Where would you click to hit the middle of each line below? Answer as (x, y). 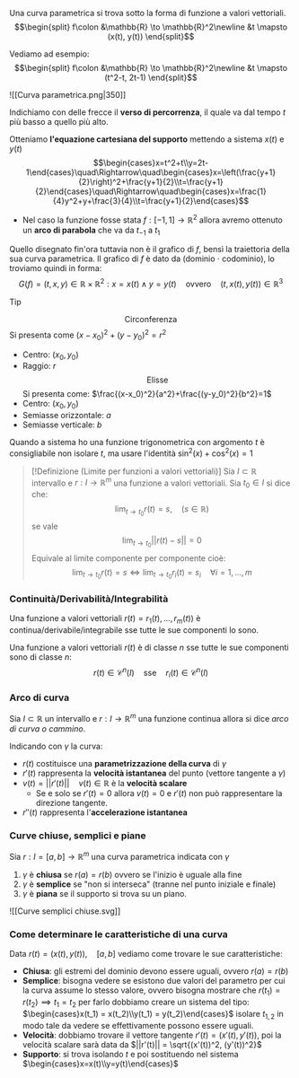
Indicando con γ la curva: (56, 746)
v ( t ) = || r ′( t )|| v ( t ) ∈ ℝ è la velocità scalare (105, 784)
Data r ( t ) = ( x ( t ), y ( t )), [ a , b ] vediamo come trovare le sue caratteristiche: (146, 954)
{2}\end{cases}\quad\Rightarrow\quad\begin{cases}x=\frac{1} (151, 191)
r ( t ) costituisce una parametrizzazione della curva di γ (124, 764)
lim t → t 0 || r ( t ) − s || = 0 (162, 542)
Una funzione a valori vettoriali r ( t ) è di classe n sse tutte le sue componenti (149, 647)
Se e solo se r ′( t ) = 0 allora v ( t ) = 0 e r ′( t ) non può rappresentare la (159, 793)
